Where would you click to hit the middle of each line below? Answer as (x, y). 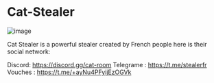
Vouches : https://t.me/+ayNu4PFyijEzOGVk (69, 72)
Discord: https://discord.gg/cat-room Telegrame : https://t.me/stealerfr (107, 64)
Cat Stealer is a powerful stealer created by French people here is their (107, 44)
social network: (29, 51)
